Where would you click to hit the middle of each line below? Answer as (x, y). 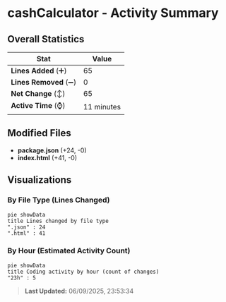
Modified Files (40, 133)
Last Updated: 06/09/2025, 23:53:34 (79, 291)
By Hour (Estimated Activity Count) (69, 250)
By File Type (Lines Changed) (59, 200)
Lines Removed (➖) (43, 82)
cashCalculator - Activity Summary (113, 13)
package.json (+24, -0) (52, 150)
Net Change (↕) (38, 93)
